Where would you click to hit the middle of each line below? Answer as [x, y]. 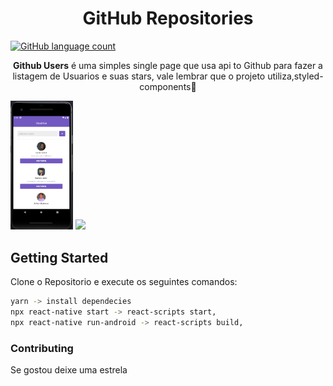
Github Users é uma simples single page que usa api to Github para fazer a [168, 65]
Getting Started [59, 257]
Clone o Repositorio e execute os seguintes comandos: [124, 282]
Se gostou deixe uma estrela [69, 370]
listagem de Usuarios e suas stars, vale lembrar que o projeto [139, 76]
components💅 [168, 86]
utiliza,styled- [295, 76]
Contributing [42, 348]
